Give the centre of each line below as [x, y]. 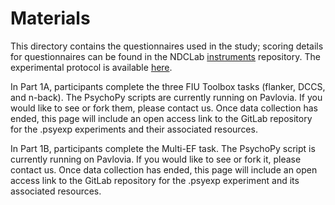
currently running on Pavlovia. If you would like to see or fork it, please [156, 159]
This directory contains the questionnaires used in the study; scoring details [167, 46]
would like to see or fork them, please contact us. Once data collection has [164, 108]
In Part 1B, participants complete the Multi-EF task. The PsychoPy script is [163, 148]
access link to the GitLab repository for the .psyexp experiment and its [155, 180]
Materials [50, 18]
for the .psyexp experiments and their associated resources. [134, 129]
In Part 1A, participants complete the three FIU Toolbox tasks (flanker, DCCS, [168, 86]
